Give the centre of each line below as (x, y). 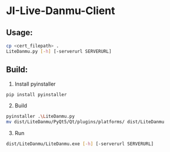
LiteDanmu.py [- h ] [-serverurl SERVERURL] (59, 51)
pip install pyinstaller (36, 94)
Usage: (20, 33)
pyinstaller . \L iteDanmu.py (41, 116)
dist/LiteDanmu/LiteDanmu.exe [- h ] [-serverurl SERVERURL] (80, 144)
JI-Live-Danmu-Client (61, 11)
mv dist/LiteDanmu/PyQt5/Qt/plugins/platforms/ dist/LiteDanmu (85, 122)
